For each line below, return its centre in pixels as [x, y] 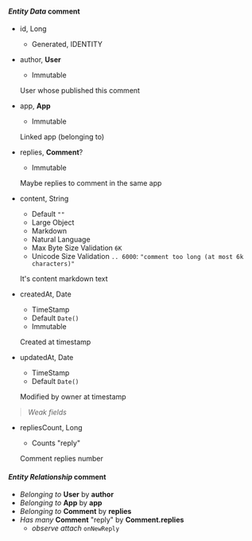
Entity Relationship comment [57, 476]
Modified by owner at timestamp [73, 397]
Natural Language [61, 240]
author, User [40, 60]
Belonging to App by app [61, 503]
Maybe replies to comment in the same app [91, 183]
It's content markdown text [64, 279]
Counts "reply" [56, 443]
